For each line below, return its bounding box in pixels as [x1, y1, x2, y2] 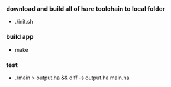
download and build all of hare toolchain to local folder [6, 5, 166, 13]
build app [6, 33, 34, 41]
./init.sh [14, 18, 34, 25]
